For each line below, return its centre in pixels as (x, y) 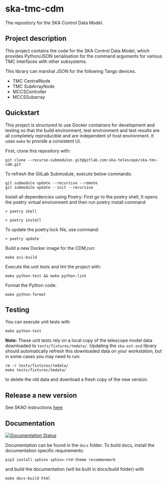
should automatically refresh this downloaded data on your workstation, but (83, 351)
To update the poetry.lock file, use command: (52, 229)
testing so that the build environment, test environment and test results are (82, 130)
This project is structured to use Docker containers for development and (80, 125)
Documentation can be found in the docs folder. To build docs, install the (80, 445)
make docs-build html (28, 478)
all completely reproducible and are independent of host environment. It (80, 135)
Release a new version (41, 395)
